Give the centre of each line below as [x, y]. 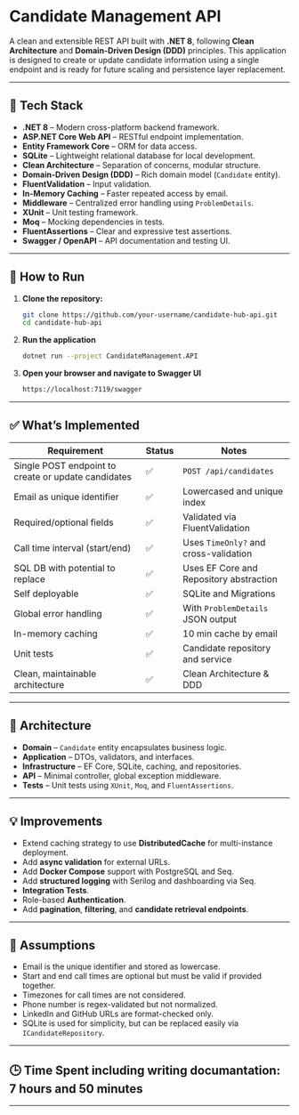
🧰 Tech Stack [46, 105]
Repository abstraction [230, 578]
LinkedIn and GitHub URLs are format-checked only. [117, 1014]
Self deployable [46, 594]
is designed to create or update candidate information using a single [134, 60]
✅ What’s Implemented [75, 426]
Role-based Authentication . [74, 900]
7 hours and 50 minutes [76, 1089]
